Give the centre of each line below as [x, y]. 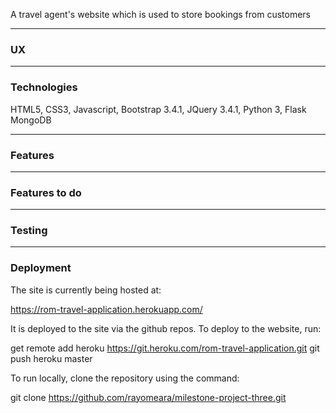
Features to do [46, 192]
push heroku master [51, 358]
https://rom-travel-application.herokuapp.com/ [106, 309]
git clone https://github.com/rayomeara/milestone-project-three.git [148, 397]
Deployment [41, 268]
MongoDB [31, 120]
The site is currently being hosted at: [86, 290]
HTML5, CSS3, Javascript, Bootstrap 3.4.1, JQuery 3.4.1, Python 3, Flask [158, 109]
